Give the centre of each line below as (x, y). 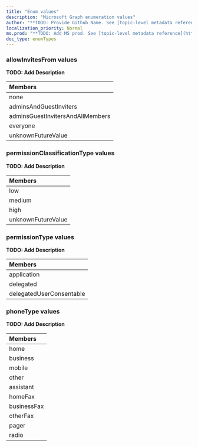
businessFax (27, 406)
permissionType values (40, 237)
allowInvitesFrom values (42, 60)
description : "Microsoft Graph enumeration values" (71, 17)
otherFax (22, 416)
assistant (22, 387)
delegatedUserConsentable (47, 293)
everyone (22, 126)
